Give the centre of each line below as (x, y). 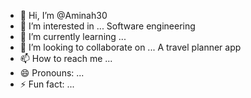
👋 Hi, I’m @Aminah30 (63, 15)
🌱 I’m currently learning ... (73, 36)
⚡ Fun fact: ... (47, 84)
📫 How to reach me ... (66, 58)
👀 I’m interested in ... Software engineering (107, 26)
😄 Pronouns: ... (52, 73)
